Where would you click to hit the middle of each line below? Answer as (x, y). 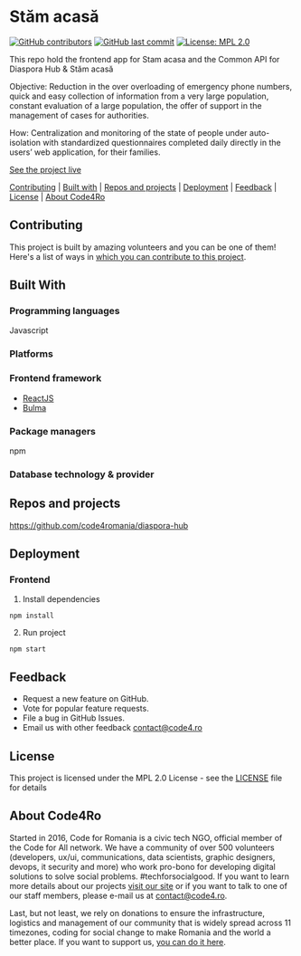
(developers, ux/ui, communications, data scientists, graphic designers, (142, 856)
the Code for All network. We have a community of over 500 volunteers (142, 847)
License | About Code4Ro (57, 196)
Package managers (53, 431)
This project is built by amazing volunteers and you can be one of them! (143, 247)
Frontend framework (56, 378)
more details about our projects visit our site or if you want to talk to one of (148, 885)
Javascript (29, 330)
